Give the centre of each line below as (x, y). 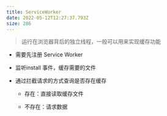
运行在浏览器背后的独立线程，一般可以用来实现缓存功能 (91, 42)
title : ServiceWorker (34, 12)
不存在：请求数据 (46, 107)
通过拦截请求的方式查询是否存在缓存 (61, 81)
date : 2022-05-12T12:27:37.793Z (47, 18)
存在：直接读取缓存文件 (54, 94)
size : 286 (19, 23)
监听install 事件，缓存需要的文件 (56, 68)
